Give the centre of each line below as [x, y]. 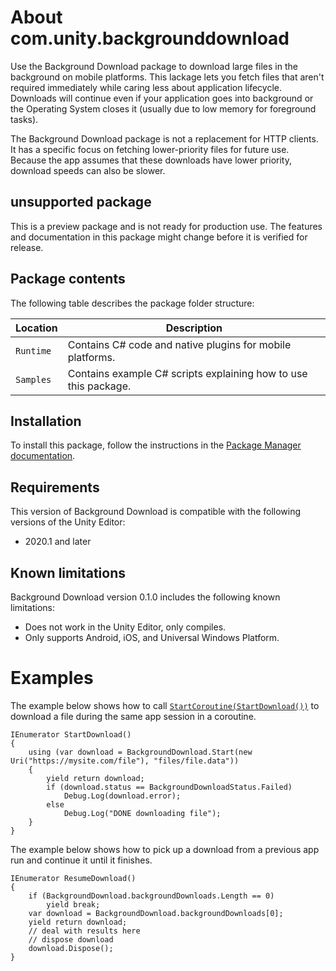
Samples [33, 379]
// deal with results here [84, 931]
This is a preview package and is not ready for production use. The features [166, 226]
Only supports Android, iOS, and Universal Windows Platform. [152, 637]
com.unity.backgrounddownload [150, 38]
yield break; [73, 904]
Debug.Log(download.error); [122, 796]
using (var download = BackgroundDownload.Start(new [140, 752]
